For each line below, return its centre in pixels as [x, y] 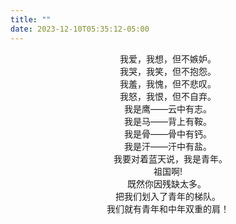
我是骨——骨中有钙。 [168, 133]
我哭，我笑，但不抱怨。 [168, 71]
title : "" [31, 19]
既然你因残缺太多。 [167, 183]
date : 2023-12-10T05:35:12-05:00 [80, 29]
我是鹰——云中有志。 [168, 108]
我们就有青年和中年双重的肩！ [168, 208]
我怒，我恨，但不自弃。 [168, 96]
